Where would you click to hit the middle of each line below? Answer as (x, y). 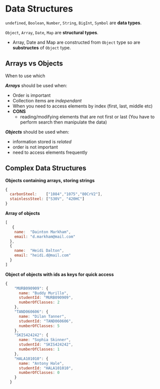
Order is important (32, 95)
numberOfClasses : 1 (39, 349)
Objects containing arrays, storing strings (50, 180)
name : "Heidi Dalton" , (39, 251)
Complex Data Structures (46, 168)
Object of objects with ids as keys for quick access (60, 274)
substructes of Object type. (42, 47)
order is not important (35, 147)
